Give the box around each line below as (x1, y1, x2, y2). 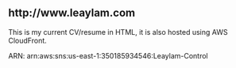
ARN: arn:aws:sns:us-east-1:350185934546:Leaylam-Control (8, 51, 208, 60)
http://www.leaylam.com (8, 6, 136, 20)
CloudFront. (8, 36, 48, 45)
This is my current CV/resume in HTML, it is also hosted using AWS (8, 27, 228, 36)
